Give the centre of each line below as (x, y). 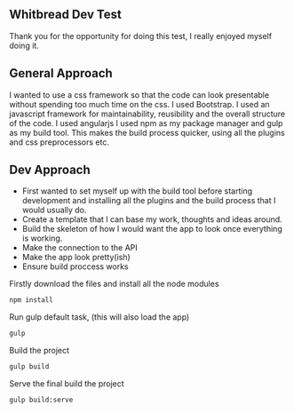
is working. (42, 238)
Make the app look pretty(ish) (76, 258)
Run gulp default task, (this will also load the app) (99, 317)
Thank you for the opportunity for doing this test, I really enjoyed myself (141, 36)
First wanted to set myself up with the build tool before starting (137, 191)
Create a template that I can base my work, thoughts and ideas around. (152, 219)
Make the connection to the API (79, 248)
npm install (31, 300)
